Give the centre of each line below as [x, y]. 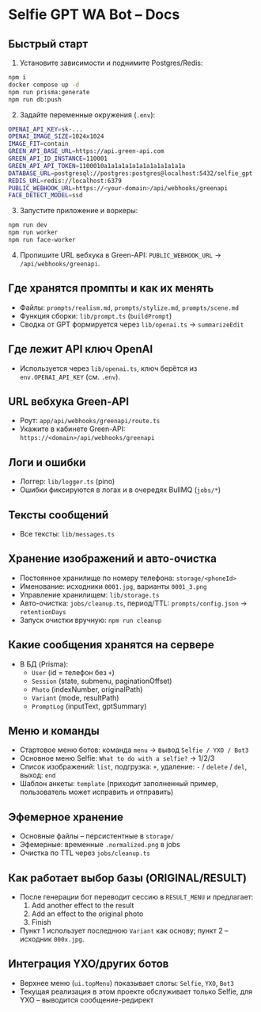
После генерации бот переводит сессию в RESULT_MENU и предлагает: [136, 897]
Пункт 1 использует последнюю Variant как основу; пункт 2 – [124, 930]
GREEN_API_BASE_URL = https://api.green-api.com [86, 151]
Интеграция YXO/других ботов [89, 964]
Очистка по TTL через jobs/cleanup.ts [85, 853]
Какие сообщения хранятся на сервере [112, 645]
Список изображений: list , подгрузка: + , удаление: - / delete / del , [133, 767]
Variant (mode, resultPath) [75, 697]
